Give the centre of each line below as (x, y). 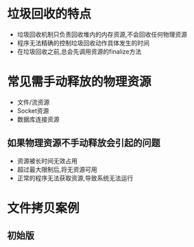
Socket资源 (33, 110)
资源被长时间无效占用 (47, 161)
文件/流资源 (33, 102)
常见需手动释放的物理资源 (80, 82)
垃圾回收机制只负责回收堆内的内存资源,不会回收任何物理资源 (102, 34)
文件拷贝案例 (44, 208)
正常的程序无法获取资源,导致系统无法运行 (75, 178)
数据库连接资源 (38, 119)
